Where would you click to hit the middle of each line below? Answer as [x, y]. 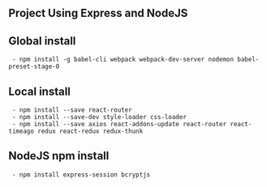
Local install [40, 91]
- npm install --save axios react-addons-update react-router [119, 125]
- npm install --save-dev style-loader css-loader [99, 117]
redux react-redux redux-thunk [90, 132]
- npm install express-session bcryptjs [81, 174]
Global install [42, 41]
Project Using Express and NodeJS [98, 13]
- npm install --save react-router [72, 110]
